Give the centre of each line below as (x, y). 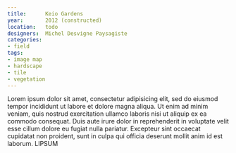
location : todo (33, 27)
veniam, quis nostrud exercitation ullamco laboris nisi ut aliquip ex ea (107, 114)
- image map (25, 60)
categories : (25, 40)
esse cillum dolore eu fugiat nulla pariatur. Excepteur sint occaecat (104, 129)
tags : (15, 53)
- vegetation (26, 79)
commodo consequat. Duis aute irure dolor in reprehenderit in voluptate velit (118, 121)
